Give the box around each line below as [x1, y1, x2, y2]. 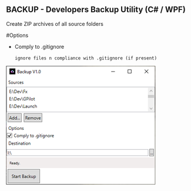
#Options [6, 32, 29, 39]
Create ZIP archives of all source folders [6, 20, 104, 27]
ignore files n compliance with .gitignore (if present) [14, 55, 158, 61]
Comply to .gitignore [14, 43, 65, 50]
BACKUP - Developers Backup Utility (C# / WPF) [6, 5, 186, 15]
